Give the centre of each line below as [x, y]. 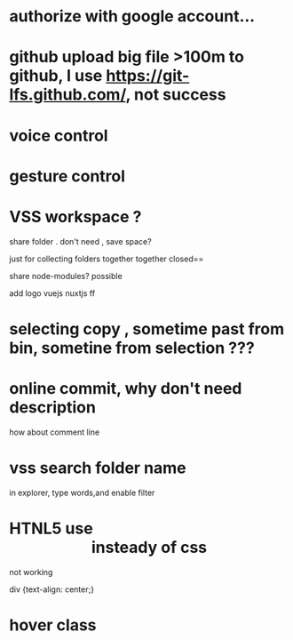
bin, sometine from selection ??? [132, 348]
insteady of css [149, 547]
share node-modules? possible [66, 276]
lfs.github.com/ [67, 95]
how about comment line [55, 432]
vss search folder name [98, 468]
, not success [176, 95]
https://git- [148, 76]
